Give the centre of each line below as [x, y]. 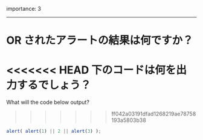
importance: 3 [24, 9]
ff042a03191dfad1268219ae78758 [154, 114]
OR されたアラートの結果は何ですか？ [100, 41]
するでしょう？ [54, 85]
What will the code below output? [48, 102]
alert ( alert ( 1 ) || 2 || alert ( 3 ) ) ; [54, 132]
